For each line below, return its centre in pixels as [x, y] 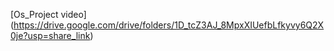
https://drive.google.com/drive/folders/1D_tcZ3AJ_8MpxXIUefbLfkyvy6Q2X [169, 25]
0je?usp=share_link [50, 35]
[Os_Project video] [48, 14]
